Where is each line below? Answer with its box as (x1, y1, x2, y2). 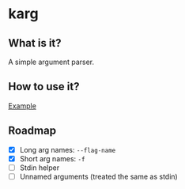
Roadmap (8, 124, 57, 138)
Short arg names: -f (19, 153, 85, 163)
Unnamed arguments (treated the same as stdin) (19, 172, 178, 181)
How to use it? (8, 80, 80, 93)
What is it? (8, 36, 62, 50)
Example (8, 100, 37, 111)
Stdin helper (19, 163, 60, 172)
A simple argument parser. (8, 57, 95, 66)
